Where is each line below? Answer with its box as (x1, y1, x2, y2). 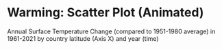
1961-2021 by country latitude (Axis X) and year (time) (7, 34, 159, 42)
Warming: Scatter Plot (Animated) (7, 5, 204, 20)
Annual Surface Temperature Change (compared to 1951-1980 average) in (7, 27, 216, 35)
